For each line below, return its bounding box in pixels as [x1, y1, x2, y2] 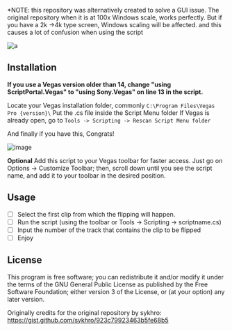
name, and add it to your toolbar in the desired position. [7, 171, 166, 180]
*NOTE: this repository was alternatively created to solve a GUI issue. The [7, 6, 219, 14]
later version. [7, 295, 45, 303]
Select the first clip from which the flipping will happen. [17, 210, 176, 218]
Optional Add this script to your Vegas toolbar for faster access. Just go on [7, 156, 223, 164]
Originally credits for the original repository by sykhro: [7, 308, 162, 316]
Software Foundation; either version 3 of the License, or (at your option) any [7, 287, 225, 295]
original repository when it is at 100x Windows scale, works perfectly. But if [7, 13, 222, 22]
